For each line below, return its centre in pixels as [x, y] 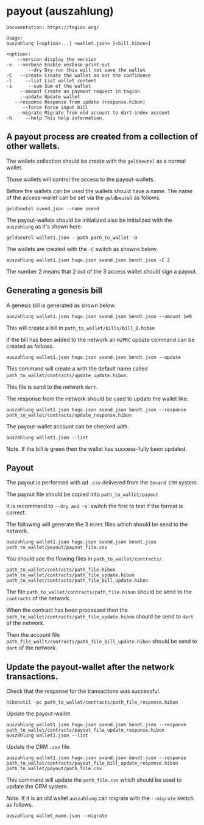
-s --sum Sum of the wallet [49, 86]
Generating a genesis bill [55, 291]
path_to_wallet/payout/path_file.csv [54, 769]
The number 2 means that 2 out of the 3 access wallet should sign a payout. [102, 271]
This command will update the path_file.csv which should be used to [94, 780]
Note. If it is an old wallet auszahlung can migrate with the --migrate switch [100, 798]
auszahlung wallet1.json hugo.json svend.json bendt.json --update [94, 357]
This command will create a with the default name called [77, 368]
